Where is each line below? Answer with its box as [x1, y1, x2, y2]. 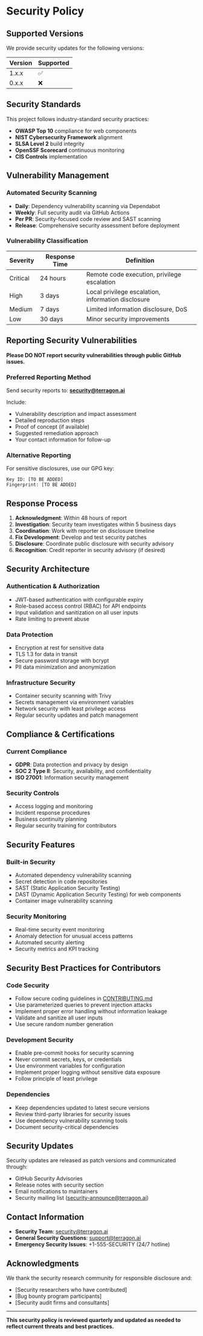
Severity [9, 256, 34, 265]
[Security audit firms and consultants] [14, 1298, 110, 1306]
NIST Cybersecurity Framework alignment [14, 133, 123, 140]
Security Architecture [6, 564, 90, 574]
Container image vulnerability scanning [14, 897, 113, 904]
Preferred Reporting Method [6, 373, 91, 381]
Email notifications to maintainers [14, 1188, 98, 1195]
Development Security [6, 1035, 74, 1044]
